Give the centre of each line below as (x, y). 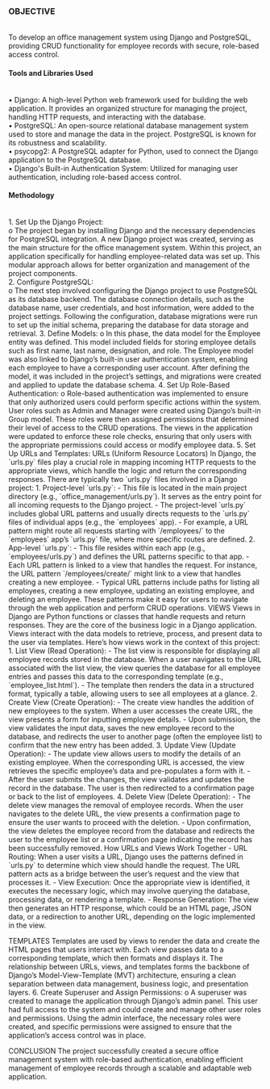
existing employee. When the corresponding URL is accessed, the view (127, 762)
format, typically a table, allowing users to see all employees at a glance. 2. (133, 693)
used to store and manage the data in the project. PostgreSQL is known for (132, 134)
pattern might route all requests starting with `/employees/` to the (117, 530)
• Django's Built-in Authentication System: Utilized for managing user (123, 168)
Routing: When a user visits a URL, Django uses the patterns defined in (126, 857)
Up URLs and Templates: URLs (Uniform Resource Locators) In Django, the (132, 453)
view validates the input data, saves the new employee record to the (122, 727)
